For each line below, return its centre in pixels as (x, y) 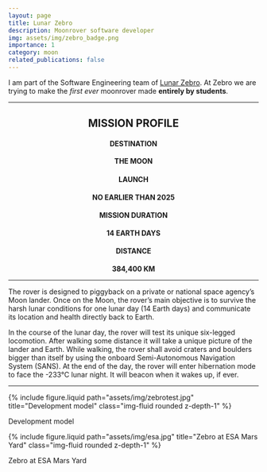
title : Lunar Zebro (41, 23)
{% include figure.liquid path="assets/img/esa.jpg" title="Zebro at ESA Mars (133, 437)
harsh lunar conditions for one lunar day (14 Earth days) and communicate (130, 309)
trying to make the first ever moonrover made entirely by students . (118, 91)
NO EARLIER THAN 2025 (133, 197)
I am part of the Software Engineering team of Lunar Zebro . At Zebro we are (132, 82)
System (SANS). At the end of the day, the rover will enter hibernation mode (132, 366)
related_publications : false (56, 60)
